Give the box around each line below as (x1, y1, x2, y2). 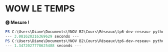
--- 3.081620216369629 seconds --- (5, 34, 79, 39)
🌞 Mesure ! (5, 19, 29, 25)
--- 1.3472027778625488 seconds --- (5, 43, 81, 48)
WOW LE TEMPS (5, 3, 75, 14)
